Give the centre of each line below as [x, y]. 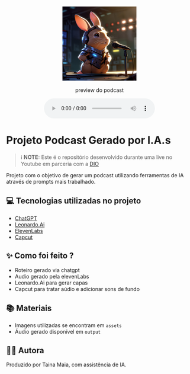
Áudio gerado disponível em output [58, 332]
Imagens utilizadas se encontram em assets [68, 325]
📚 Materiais [29, 308]
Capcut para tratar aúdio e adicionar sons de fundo [77, 289]
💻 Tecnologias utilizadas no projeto [74, 201]
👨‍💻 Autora [25, 350]
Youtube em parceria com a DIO [60, 164]
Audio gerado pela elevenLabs [52, 276]
